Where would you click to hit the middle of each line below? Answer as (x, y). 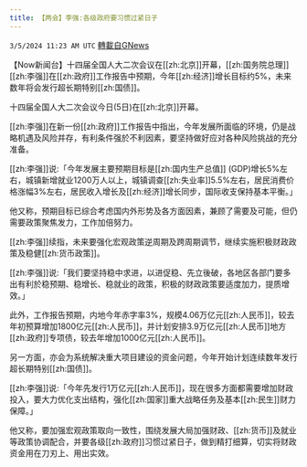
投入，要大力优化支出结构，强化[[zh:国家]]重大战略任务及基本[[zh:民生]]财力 (153, 399)
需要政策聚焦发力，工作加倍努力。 (74, 222)
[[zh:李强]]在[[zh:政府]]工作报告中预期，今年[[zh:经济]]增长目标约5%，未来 (151, 76)
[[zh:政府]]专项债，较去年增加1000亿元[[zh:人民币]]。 (110, 337)
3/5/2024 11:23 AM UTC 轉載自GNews (79, 45)
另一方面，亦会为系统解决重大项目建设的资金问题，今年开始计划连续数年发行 (153, 356)
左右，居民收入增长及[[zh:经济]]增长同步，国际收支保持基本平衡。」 (172, 191)
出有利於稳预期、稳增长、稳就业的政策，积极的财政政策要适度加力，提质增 (149, 283)
